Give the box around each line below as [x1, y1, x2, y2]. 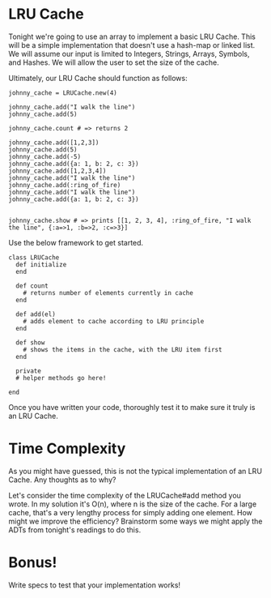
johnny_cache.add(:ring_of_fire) [8, 181, 121, 189]
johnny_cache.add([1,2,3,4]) [8, 167, 107, 175]
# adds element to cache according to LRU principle [23, 317, 205, 325]
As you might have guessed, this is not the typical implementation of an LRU [8, 466, 263, 476]
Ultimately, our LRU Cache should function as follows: [8, 73, 188, 83]
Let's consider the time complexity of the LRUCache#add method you [8, 490, 241, 500]
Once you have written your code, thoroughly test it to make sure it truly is [8, 402, 256, 412]
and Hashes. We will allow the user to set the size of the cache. [8, 58, 220, 67]
